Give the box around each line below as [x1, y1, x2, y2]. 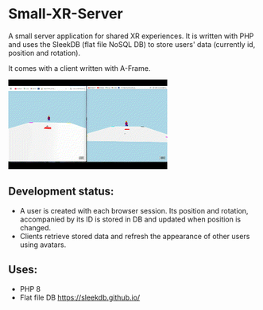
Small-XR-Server [8, 5, 123, 23]
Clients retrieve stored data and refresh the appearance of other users [19, 231, 250, 241]
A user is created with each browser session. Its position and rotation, [19, 206, 249, 215]
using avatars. [19, 240, 67, 249]
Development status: [8, 185, 114, 198]
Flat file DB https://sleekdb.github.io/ [19, 292, 141, 302]
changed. [19, 222, 52, 232]
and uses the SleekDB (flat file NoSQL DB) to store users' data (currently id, [8, 39, 256, 49]
